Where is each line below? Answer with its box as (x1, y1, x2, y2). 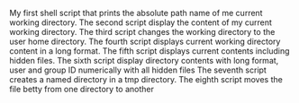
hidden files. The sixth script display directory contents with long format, (9, 56, 279, 65)
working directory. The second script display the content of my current (9, 17, 273, 28)
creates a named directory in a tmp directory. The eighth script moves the (9, 74, 284, 84)
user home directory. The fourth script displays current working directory (9, 36, 281, 47)
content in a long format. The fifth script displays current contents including (9, 46, 290, 56)
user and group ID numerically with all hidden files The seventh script (9, 64, 267, 75)
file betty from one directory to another (9, 84, 155, 94)
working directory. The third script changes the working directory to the (9, 27, 276, 37)
